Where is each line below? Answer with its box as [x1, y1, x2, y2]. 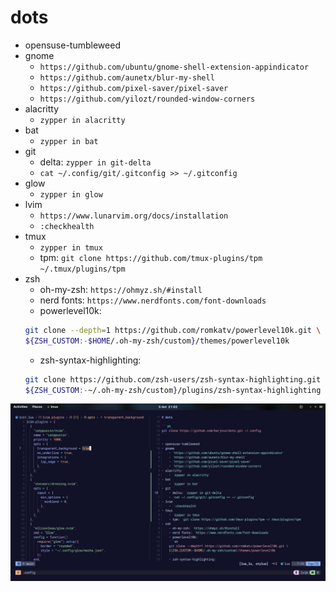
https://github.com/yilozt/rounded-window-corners [39, 94, 256, 104]
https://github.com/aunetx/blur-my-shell [39, 72, 215, 83]
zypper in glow [39, 189, 103, 200]
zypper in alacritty [39, 115, 126, 125]
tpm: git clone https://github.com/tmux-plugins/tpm [39, 251, 263, 263]
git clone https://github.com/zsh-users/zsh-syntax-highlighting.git [24, 374, 322, 385]
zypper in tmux [39, 242, 103, 253]
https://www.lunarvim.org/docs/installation [39, 211, 229, 221]
